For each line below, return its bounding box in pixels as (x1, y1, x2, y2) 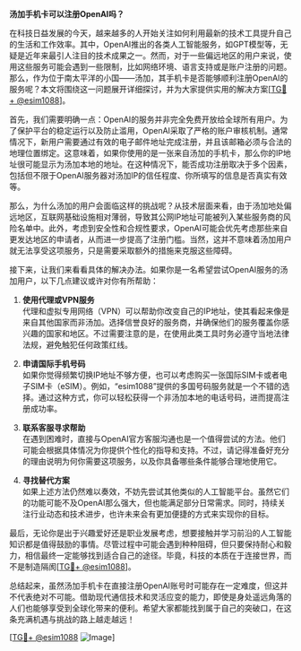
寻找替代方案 (21, 475, 70, 485)
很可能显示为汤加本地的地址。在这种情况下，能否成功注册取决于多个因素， (16, 159, 292, 169)
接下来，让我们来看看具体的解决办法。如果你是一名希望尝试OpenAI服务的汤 (9, 265, 288, 274)
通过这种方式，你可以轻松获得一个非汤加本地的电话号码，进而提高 (38, 392, 282, 403)
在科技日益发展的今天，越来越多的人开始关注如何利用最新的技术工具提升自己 (9, 28, 292, 39)
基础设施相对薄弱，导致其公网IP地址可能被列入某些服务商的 (64, 212, 284, 222)
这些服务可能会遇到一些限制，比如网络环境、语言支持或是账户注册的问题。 (16, 62, 292, 72)
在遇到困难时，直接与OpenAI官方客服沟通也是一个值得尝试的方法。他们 (21, 434, 286, 444)
